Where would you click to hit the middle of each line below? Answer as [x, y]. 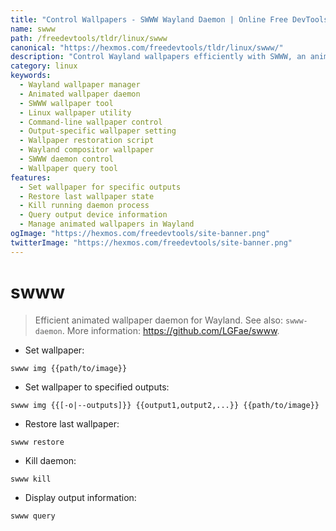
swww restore [37, 442]
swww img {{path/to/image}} [69, 368]
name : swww [33, 29]
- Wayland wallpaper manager [80, 85]
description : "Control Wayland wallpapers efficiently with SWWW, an [158, 57]
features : [31, 177]
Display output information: [80, 497]
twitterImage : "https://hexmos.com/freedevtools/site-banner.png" [151, 242]
